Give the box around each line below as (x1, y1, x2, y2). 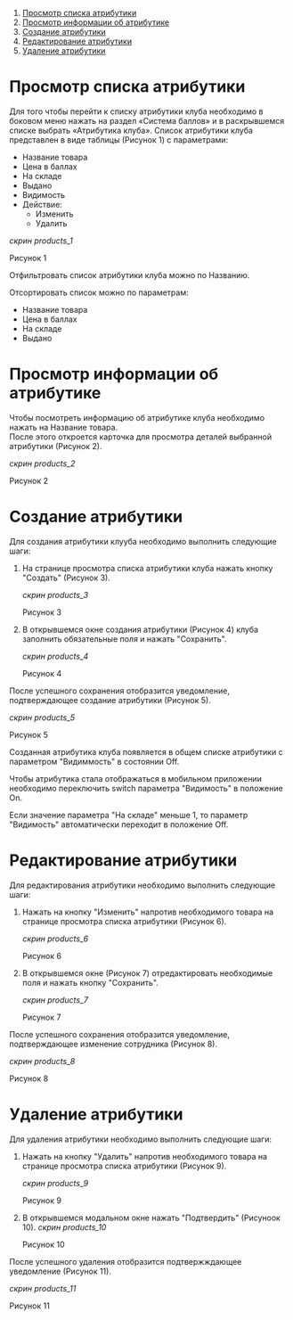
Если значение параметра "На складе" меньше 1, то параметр (9, 809, 248, 820)
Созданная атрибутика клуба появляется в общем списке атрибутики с (9, 746, 283, 757)
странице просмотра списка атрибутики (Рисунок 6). (21, 915, 227, 926)
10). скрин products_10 (21, 1221, 107, 1233)
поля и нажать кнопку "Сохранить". (21, 977, 159, 988)
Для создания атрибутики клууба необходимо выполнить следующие (9, 536, 278, 546)
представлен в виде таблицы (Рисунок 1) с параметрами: (9, 134, 229, 145)
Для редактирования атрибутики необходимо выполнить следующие (9, 880, 276, 890)
